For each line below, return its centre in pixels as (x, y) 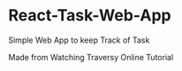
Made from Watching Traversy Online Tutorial (91, 57)
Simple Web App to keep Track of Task (79, 40)
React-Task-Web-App (90, 16)
